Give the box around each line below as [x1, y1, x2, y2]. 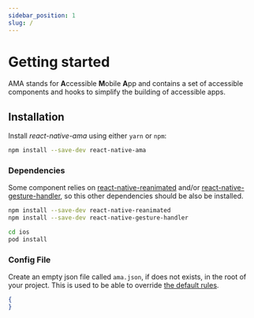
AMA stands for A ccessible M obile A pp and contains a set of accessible [8, 79, 244, 88]
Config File [8, 254, 51, 265]
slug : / [8, 19, 34, 27]
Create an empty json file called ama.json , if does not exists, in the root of [8, 272, 247, 282]
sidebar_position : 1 [8, 11, 77, 20]
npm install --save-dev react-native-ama [8, 147, 147, 155]
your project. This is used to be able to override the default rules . [8, 281, 219, 290]
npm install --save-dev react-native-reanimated [8, 207, 171, 215]
